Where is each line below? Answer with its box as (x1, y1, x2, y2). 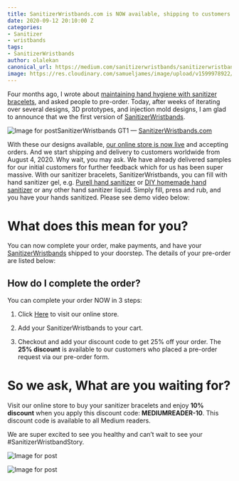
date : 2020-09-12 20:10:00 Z (7, 17, 94, 24)
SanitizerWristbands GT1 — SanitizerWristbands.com (56, 126, 212, 135)
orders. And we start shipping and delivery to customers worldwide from (7, 148, 221, 156)
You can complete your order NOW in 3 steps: (7, 296, 142, 305)
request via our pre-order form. (17, 353, 110, 361)
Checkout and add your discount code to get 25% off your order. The (17, 338, 222, 346)
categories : (7, 24, 43, 31)
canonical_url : (7, 63, 53, 71)
